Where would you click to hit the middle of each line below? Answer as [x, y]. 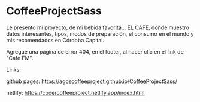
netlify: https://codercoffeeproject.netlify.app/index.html [75, 92]
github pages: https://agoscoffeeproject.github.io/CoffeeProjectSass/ [92, 81]
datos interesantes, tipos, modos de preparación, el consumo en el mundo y [100, 33]
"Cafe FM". [20, 58]
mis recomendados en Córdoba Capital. [55, 40]
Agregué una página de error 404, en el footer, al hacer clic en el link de [95, 51]
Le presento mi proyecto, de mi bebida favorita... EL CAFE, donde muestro [98, 27]
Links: [13, 69]
